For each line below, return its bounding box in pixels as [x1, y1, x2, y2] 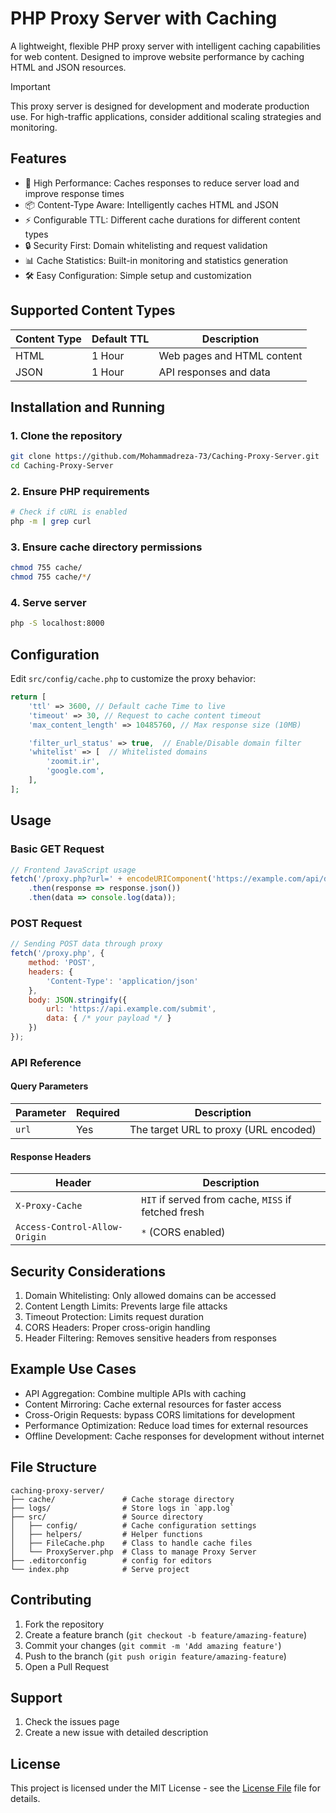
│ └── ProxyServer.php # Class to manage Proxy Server [10, 1547, 257, 1557]
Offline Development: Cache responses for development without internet [24, 1430, 325, 1442]
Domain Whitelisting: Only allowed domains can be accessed [24, 1290, 277, 1302]
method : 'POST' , [28, 958, 97, 968]
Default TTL [91, 332, 150, 346]
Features [10, 150, 67, 167]
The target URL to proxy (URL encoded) [129, 1123, 317, 1137]
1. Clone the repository [10, 428, 123, 442]
